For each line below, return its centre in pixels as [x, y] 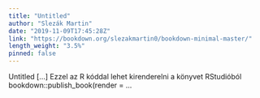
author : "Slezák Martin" [50, 23]
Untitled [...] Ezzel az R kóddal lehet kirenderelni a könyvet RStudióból [125, 77]
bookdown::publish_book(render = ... [70, 85]
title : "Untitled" [39, 16]
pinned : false [32, 53]
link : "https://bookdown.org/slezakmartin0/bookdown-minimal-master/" [130, 38]
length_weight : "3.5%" [47, 46]
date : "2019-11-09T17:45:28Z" [60, 31]
